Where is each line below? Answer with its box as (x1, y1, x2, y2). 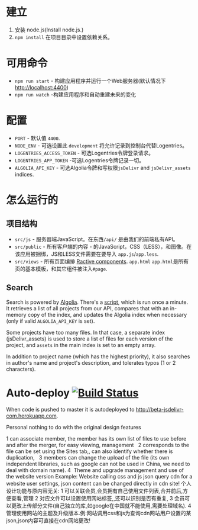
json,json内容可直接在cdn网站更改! (6, 516, 90, 524)
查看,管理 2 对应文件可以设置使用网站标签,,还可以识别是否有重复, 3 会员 (11, 494, 185, 502)
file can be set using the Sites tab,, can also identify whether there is (6, 448, 173, 455)
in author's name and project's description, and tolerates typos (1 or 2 (6, 359, 176, 366)
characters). (6, 365, 36, 372)
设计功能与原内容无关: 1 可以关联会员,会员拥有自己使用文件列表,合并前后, (6, 487, 183, 494)
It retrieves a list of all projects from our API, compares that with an (6, 304, 169, 311)
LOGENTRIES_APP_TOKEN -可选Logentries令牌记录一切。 (14, 156, 145, 163)
